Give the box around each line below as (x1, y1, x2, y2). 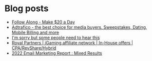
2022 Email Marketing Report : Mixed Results (11, 50, 102, 56)
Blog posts (4, 3, 49, 14)
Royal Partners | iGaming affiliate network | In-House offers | (11, 40, 133, 45)
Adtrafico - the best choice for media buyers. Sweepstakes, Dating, (11, 24, 147, 30)
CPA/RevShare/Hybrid (11, 45, 57, 51)
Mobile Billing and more (11, 29, 59, 35)
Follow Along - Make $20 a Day (11, 19, 75, 25)
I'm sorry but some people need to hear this (11, 35, 100, 41)
